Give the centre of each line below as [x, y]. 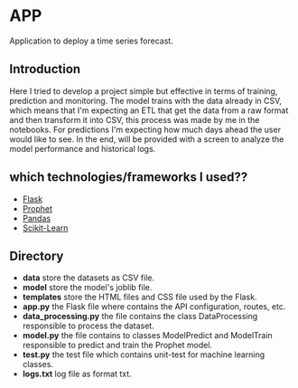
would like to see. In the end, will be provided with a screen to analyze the [147, 139]
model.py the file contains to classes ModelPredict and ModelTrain [147, 336]
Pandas [37, 218]
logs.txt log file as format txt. [77, 374]
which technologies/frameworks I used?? [129, 177]
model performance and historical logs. [83, 148]
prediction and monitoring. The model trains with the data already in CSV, [146, 100]
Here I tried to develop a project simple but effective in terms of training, [144, 90]
